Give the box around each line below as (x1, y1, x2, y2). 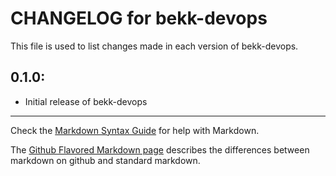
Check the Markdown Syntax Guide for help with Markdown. (10, 124, 260, 136)
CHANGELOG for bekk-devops (10, 7, 268, 30)
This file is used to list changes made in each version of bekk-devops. (10, 40, 299, 52)
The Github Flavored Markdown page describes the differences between (10, 143, 310, 156)
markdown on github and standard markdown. (10, 154, 201, 166)
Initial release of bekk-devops (24, 95, 148, 107)
